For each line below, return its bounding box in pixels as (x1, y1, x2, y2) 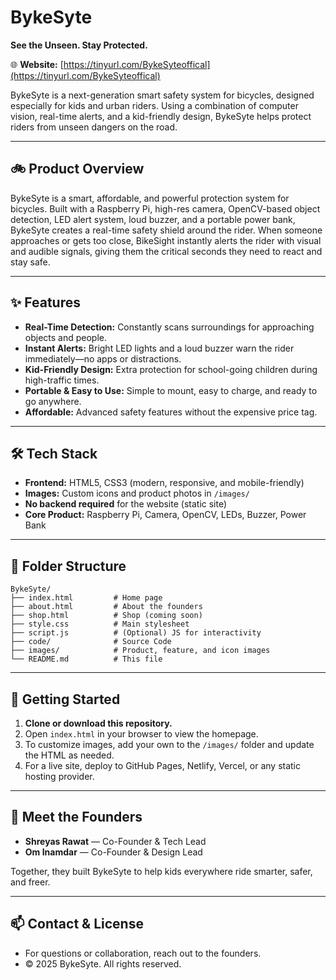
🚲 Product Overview (10, 161, 145, 178)
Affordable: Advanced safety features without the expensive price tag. (24, 406, 318, 418)
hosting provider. (24, 771, 95, 782)
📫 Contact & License (10, 916, 144, 933)
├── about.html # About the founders (10, 602, 203, 612)
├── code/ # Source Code (10, 637, 172, 647)
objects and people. (24, 331, 108, 343)
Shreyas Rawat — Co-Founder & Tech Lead (24, 835, 207, 847)
